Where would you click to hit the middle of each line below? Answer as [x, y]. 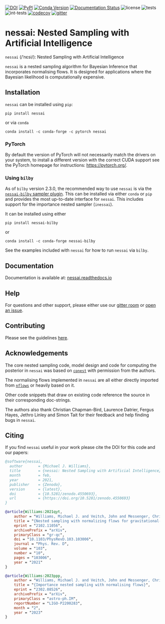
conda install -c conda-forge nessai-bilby [50, 241]
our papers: [17, 453]
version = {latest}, [36, 489]
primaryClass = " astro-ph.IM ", [46, 599]
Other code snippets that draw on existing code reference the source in [77, 395]
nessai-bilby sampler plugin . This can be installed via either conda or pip [79, 194]
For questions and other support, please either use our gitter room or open [81, 305]
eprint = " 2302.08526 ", [38, 589]
